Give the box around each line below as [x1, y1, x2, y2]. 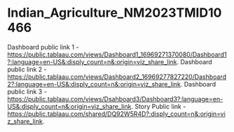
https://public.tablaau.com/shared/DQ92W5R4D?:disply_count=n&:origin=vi [7, 110, 226, 118]
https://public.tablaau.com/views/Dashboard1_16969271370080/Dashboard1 [7, 50, 227, 59]
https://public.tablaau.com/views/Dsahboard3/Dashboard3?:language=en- [7, 94, 223, 103]
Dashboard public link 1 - [7, 43, 79, 51]
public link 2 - [7, 65, 47, 73]
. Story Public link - [130, 102, 186, 110]
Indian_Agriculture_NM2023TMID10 [7, 5, 222, 21]
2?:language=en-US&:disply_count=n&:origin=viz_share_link [7, 80, 181, 88]
